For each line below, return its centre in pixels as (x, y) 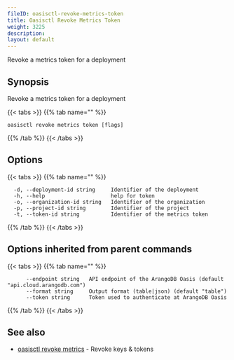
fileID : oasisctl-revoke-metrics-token (66, 14)
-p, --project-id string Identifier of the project (102, 208)
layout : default (31, 40)
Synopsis (28, 82)
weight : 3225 (26, 27)
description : (26, 33)
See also (26, 332)
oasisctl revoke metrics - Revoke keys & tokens (85, 349)
